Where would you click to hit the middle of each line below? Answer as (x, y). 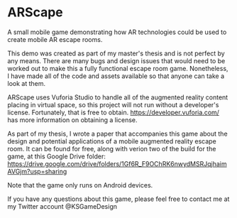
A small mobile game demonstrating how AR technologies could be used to (117, 32)
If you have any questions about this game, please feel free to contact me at (118, 199)
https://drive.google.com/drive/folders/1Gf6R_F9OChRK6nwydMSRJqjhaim (117, 163)
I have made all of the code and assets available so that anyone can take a (116, 76)
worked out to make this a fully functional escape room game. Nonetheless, (118, 68)
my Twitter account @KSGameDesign (62, 206)
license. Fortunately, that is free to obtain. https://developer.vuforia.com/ (114, 112)
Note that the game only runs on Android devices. (80, 185)
